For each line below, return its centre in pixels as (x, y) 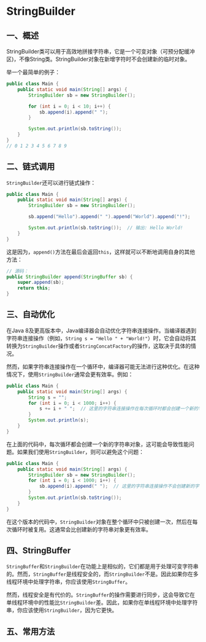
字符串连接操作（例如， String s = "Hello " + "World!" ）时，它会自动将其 (101, 338)
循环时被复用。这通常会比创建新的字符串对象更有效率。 (81, 529)
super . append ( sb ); (41, 283)
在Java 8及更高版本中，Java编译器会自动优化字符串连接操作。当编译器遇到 (101, 331)
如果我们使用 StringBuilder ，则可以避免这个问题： (81, 452)
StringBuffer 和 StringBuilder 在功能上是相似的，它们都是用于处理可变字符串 (102, 566)
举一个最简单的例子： (33, 72)
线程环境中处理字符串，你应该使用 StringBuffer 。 (68, 582)
